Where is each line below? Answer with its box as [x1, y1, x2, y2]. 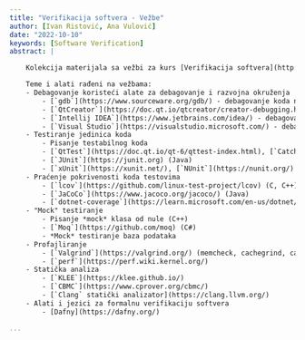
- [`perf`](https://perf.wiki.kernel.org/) [42, 257, 209, 266]
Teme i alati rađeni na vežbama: [25, 80, 152, 89]
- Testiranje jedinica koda [25, 131, 132, 140]
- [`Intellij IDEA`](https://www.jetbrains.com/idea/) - [42, 113, 261, 122]
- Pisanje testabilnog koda [42, 139, 148, 148]
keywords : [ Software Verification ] [9, 38, 144, 48]
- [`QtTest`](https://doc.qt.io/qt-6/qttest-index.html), [42, 147, 266, 157]
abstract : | [9, 47, 54, 56]
